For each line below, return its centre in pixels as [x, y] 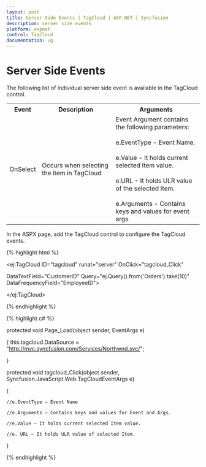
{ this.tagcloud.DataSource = [43, 342]
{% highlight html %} [33, 252]
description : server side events [49, 23]
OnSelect [23, 169]
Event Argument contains [152, 119]
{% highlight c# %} [30, 318]
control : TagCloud [30, 35]
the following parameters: [152, 127]
